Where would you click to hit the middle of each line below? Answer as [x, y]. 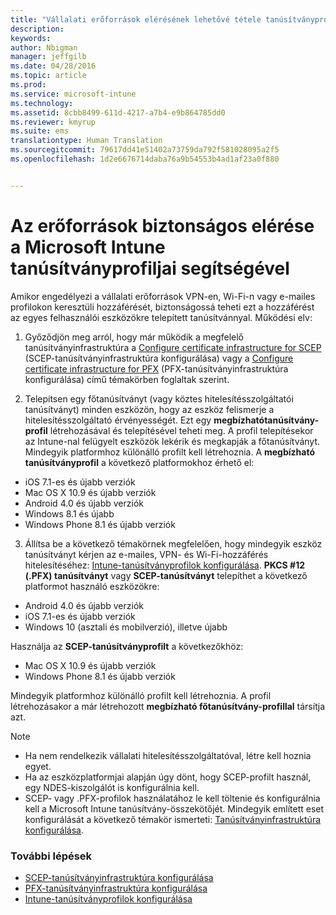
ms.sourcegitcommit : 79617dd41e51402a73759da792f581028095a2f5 [145, 150]
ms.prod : [28, 85]
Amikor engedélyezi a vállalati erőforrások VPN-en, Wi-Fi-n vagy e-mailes [163, 296]
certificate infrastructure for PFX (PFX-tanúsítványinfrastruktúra [156, 368]
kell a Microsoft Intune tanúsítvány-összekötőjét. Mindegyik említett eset [174, 808]
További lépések [51, 856]
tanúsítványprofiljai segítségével [150, 268]
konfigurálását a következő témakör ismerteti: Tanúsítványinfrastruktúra [173, 819]
